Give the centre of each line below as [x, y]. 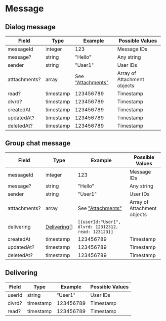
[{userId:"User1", [99, 222]
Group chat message [38, 143]
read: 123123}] [96, 231]
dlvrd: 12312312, [98, 227]
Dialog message [30, 27]
